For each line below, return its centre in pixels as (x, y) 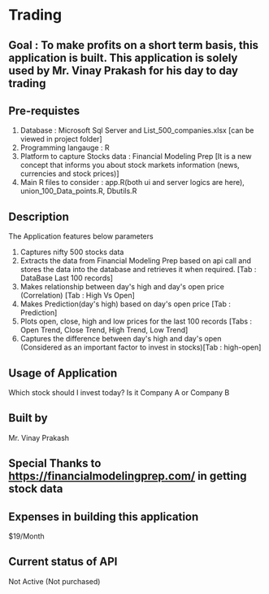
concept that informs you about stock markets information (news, (130, 165)
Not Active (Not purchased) (54, 581)
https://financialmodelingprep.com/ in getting (128, 476)
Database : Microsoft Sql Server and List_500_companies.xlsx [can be (137, 130)
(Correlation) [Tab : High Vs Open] (78, 296)
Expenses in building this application (104, 516)
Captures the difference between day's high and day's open (121, 339)
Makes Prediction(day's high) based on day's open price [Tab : (126, 304)
